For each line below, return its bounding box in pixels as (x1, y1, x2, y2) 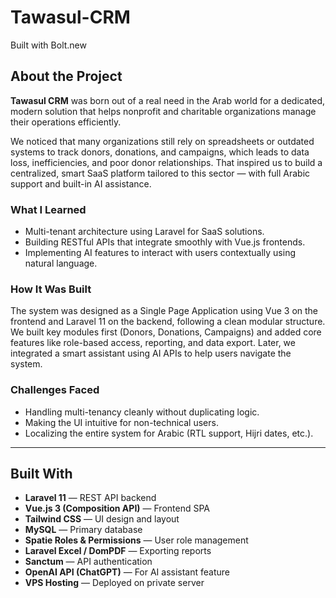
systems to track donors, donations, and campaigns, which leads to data (10, 146, 310, 158)
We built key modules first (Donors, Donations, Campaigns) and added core (10, 326, 322, 338)
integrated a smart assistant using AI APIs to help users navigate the (10, 347, 292, 360)
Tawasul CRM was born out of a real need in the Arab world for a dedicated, (10, 94, 326, 106)
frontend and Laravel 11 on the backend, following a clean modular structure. (10, 316, 326, 328)
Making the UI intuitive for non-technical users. (24, 416, 219, 428)
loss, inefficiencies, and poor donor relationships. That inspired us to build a (10, 156, 323, 168)
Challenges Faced (10, 383, 100, 397)
